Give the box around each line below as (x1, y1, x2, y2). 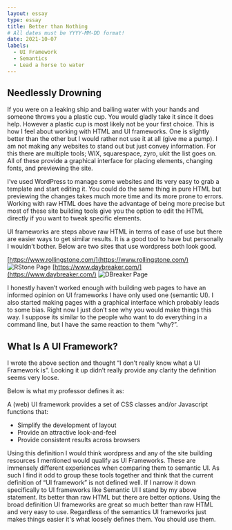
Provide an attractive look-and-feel (17, 428, 117, 437)
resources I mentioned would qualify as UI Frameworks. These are (7, 457, 196, 465)
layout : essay (7, 10, 48, 17)
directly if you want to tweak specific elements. (7, 214, 142, 223)
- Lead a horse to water (13, 61, 85, 68)
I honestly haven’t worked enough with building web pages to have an (7, 284, 206, 292)
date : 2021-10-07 (7, 36, 57, 43)
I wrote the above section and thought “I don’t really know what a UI (7, 359, 200, 367)
